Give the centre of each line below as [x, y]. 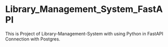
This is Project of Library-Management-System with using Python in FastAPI [84, 33]
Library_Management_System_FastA [84, 9]
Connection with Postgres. [33, 39]
